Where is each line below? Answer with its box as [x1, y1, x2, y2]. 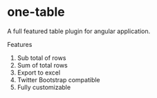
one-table [7, 4, 65, 20]
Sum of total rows [17, 61, 68, 69]
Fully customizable [17, 83, 71, 91]
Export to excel [17, 68, 61, 77]
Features [7, 40, 33, 48]
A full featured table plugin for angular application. [7, 27, 151, 35]
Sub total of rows [17, 53, 66, 62]
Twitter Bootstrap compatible [17, 75, 100, 84]
